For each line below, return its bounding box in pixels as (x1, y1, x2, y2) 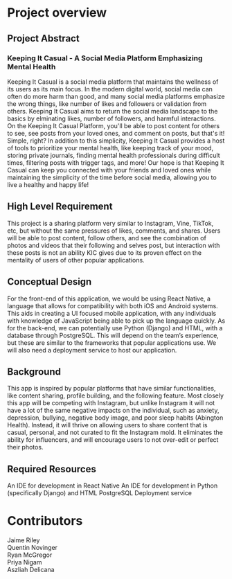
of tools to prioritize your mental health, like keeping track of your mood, (7, 143, 213, 152)
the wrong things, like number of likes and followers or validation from (7, 99, 206, 108)
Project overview (7, 5, 107, 21)
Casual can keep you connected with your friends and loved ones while (7, 166, 211, 174)
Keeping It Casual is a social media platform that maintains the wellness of (7, 78, 219, 86)
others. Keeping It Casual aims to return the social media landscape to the (7, 107, 218, 115)
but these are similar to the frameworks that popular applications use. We (7, 338, 217, 347)
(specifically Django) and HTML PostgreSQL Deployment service (7, 489, 193, 497)
